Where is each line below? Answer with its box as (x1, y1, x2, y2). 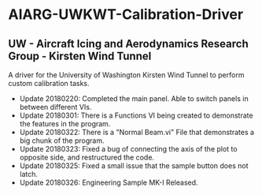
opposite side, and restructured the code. (19, 152, 155, 162)
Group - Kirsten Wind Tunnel (8, 49, 152, 62)
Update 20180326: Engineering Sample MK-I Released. (19, 178, 198, 187)
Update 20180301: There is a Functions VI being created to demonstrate (19, 111, 253, 120)
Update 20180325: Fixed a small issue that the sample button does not (19, 161, 249, 171)
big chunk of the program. (19, 136, 105, 145)
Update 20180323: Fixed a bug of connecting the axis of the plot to (19, 144, 238, 153)
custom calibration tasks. (8, 79, 90, 88)
